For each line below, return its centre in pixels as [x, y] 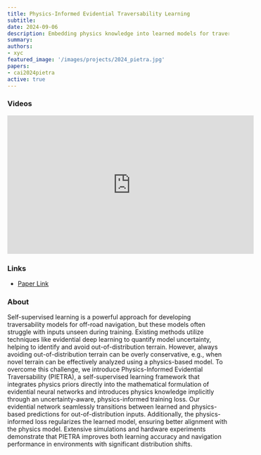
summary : [20, 40]
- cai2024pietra [31, 72]
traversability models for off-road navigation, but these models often [107, 325]
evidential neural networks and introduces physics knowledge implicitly [111, 392]
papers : [19, 66]
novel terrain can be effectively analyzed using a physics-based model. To [115, 362]
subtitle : [22, 20]
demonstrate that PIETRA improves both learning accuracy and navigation [114, 437]
